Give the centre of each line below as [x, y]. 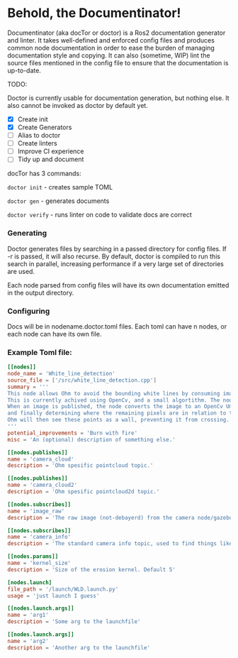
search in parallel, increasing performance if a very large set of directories [116, 263]
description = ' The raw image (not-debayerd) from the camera [101, 517]
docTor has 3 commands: [44, 174]
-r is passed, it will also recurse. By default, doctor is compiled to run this [114, 256]
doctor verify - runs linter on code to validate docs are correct [100, 215]
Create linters [38, 143]
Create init [33, 119]
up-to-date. [24, 70]
